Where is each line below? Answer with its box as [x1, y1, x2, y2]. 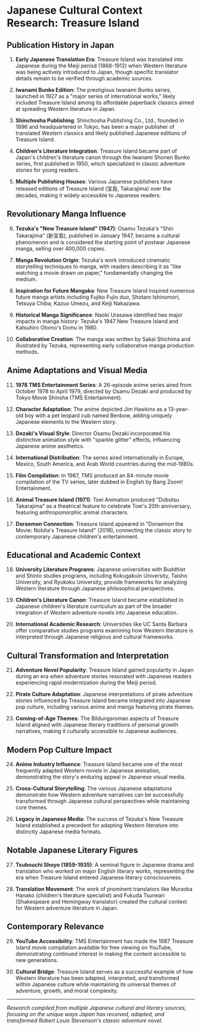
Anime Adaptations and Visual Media [7, 365, 148, 376]
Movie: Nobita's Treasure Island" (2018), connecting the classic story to [15, 526, 192, 533]
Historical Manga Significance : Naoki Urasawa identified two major [15, 311, 183, 318]
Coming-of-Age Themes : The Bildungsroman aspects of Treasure [15, 715, 180, 722]
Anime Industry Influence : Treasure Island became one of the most [15, 761, 183, 768]
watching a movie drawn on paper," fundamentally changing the [15, 269, 173, 276]
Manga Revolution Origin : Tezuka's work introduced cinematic [15, 256, 171, 263]
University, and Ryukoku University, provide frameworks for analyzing [15, 579, 187, 586]
